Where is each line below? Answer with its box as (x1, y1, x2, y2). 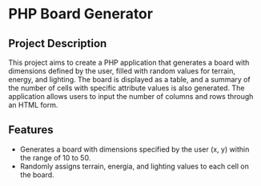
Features (8, 123, 54, 137)
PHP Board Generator (8, 5, 154, 23)
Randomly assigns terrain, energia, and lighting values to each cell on (19, 161, 250, 171)
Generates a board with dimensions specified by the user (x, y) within (19, 144, 250, 154)
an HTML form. (8, 101, 58, 109)
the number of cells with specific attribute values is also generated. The (8, 83, 245, 93)
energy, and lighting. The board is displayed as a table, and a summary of (8, 75, 251, 84)
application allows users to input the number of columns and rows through (8, 92, 254, 101)
